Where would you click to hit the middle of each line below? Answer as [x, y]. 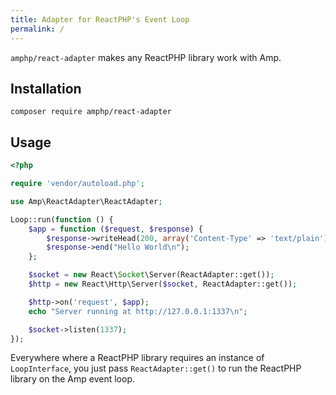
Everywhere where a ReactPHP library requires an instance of [137, 358]
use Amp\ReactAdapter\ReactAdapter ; [86, 201]
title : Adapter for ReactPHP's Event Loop [100, 19]
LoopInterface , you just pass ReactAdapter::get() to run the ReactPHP [156, 368]
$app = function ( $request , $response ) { [115, 229]
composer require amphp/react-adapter [91, 112]
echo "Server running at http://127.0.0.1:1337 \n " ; [138, 311]
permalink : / [37, 29]
